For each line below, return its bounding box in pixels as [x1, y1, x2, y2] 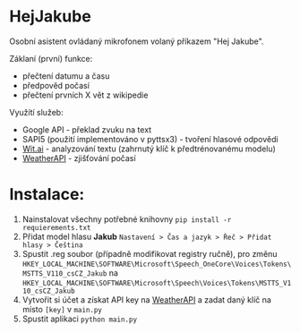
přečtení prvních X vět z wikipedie [21, 90, 149, 100]
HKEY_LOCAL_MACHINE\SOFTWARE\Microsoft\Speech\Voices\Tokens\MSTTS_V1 [21, 278, 292, 287]
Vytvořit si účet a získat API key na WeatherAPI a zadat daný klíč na [21, 294, 271, 305]
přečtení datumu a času [21, 70, 110, 81]
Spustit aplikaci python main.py [21, 313, 137, 324]
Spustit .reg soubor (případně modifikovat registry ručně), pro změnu [21, 248, 278, 259]
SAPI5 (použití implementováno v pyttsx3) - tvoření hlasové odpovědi [21, 133, 279, 144]
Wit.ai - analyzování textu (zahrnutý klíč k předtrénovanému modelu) [21, 143, 276, 154]
